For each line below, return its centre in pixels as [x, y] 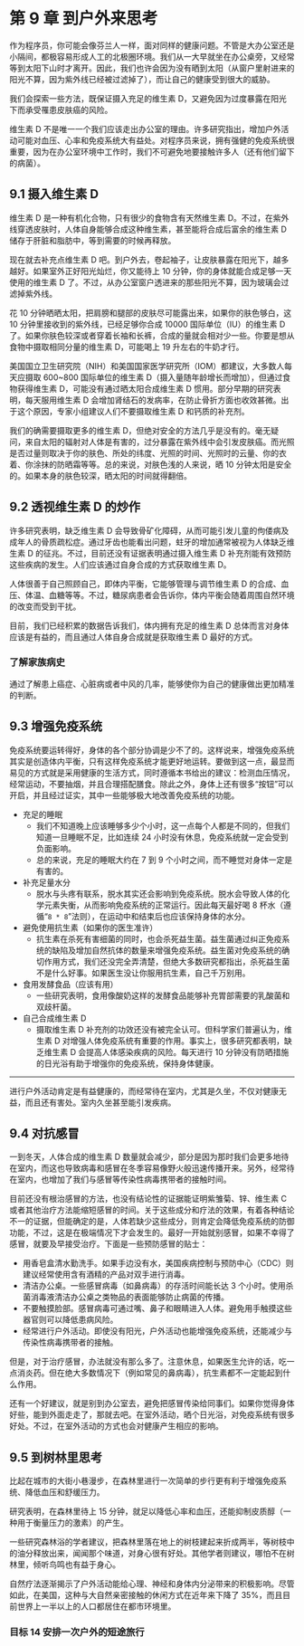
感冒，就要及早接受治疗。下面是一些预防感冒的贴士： [109, 1244]
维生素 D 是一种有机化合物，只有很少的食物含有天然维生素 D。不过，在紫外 [149, 217]
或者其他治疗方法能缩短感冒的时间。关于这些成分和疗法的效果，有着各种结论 [152, 1210]
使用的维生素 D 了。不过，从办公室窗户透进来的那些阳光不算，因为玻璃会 [145, 282]
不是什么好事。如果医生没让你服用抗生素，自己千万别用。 [143, 973]
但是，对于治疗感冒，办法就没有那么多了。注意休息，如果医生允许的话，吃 [148, 1362]
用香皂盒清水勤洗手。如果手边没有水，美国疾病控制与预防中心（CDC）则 [158, 1263]
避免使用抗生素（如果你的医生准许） [90, 928]
